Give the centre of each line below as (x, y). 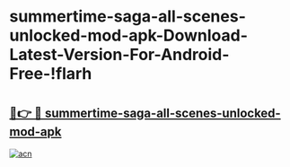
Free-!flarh (51, 74)
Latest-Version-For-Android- (119, 55)
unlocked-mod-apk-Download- (129, 35)
